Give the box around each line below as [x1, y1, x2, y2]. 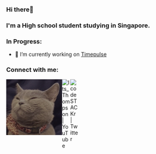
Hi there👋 [6, 5, 34, 14]
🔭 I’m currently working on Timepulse [14, 51, 107, 58]
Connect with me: [6, 65, 59, 74]
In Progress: [6, 37, 42, 45]
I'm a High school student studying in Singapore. [6, 21, 151, 29]
